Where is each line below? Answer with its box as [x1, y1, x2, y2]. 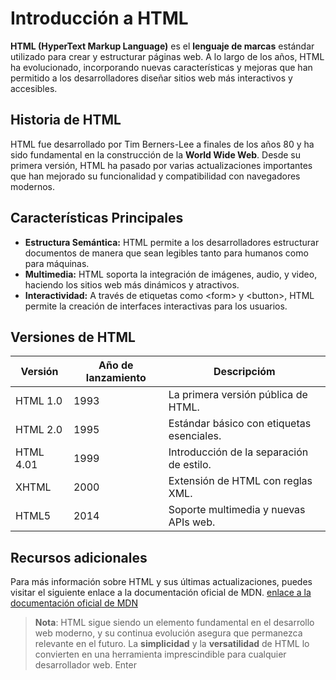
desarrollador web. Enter [34, 659, 137, 671]
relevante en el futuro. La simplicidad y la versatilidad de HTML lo [34, 638, 310, 650]
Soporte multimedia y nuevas [168, 503, 306, 517]
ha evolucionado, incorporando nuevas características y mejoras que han [10, 61, 313, 73]
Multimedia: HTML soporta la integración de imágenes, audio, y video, [24, 268, 318, 280]
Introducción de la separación [168, 445, 309, 459]
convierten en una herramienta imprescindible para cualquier [34, 648, 287, 661]
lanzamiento [85, 371, 147, 385]
